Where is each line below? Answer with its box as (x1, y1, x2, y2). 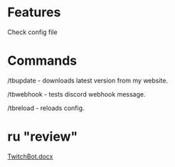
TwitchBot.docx (7, 152, 53, 161)
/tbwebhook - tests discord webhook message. (7, 90, 146, 98)
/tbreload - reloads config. (7, 104, 85, 112)
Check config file (7, 28, 58, 36)
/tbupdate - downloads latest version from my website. (7, 76, 169, 85)
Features (7, 4, 61, 21)
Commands (7, 53, 78, 69)
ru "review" (7, 129, 78, 145)
